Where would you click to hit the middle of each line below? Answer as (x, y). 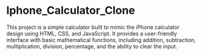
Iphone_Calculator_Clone (71, 11)
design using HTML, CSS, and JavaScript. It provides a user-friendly (92, 33)
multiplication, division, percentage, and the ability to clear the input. (92, 46)
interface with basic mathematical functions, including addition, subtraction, (101, 40)
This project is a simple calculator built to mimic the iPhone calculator (93, 27)
